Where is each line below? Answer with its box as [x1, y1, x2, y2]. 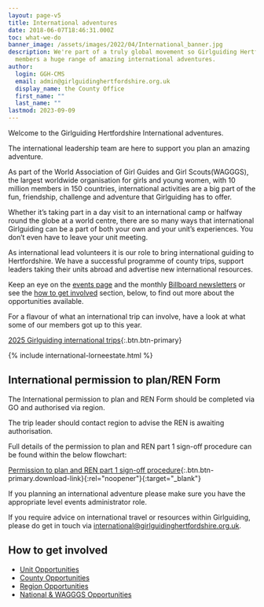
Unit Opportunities [19, 564, 80, 574]
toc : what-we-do [8, 33, 61, 42]
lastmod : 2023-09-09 [8, 107, 76, 115]
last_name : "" [15, 99, 61, 107]
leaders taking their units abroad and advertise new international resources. [8, 265, 253, 274]
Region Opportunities [19, 581, 89, 590]
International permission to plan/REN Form [8, 373, 222, 387]
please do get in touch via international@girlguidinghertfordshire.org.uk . [8, 520, 242, 530]
